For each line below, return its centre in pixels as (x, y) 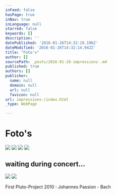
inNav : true (18, 19)
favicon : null (24, 95)
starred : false (21, 29)
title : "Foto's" (22, 52)
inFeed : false (20, 10)
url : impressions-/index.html (37, 99)
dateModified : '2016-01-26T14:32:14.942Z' (50, 48)
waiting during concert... (45, 164)
